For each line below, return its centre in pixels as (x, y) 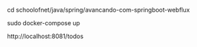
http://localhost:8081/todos (45, 36)
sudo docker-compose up (44, 23)
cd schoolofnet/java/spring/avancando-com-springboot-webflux (98, 10)
